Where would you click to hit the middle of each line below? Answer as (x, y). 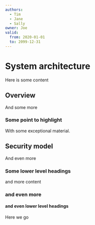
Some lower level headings (38, 171)
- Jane (16, 19)
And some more (21, 107)
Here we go (17, 217)
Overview (20, 95)
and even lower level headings (37, 206)
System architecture (48, 66)
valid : (12, 33)
